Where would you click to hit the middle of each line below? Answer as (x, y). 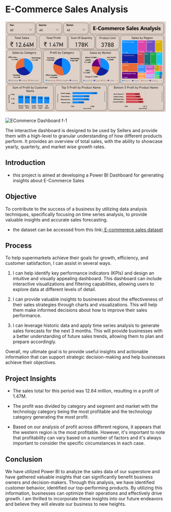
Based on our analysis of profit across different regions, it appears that (87, 427)
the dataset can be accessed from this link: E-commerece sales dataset (88, 229)
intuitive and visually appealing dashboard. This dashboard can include (87, 279)
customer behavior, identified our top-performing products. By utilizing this (84, 487)
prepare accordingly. (35, 342)
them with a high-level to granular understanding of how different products (84, 136)
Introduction (25, 163)
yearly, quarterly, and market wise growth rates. (55, 147)
